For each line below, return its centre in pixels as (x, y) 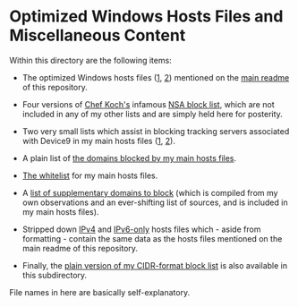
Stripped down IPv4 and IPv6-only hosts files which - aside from (141, 229)
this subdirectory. (55, 275)
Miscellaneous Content (98, 35)
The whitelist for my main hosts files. (90, 175)
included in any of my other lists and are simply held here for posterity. (153, 114)
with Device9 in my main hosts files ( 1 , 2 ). (99, 141)
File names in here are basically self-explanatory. (100, 292)
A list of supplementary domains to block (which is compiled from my (150, 192)
